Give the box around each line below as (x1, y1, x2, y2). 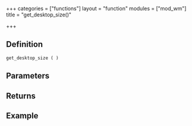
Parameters (6, 71, 50, 81)
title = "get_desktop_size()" (6, 11, 72, 18)
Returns (6, 91, 36, 101)
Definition (6, 39, 43, 49)
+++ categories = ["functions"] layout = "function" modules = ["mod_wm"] (6, 5, 187, 12)
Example (6, 111, 39, 121)
